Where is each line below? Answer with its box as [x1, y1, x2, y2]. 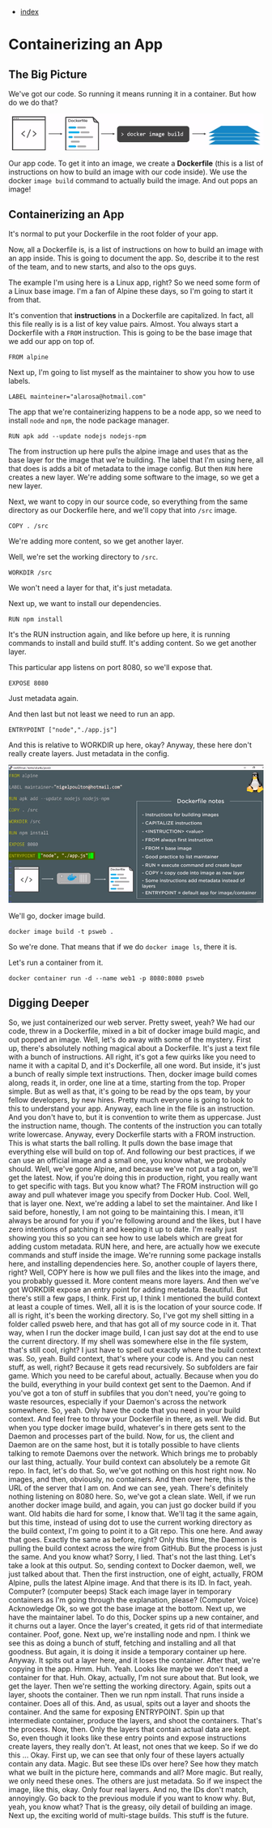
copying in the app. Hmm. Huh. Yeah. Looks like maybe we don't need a [8, 1664, 249, 1674]
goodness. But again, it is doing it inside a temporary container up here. [8, 1647, 247, 1657]
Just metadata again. [8, 694, 79, 703]
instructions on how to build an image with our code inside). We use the [8, 166, 248, 177]
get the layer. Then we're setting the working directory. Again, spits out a [8, 1681, 252, 1691]
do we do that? [8, 97, 58, 107]
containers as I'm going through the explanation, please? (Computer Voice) [8, 1595, 259, 1605]
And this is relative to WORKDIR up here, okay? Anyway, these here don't [8, 740, 253, 750]
